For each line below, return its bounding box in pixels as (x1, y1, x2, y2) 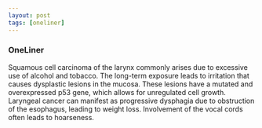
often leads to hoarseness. (8, 112, 94, 122)
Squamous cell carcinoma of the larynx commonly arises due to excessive (8, 62, 249, 71)
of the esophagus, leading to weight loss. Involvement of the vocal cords (8, 104, 243, 114)
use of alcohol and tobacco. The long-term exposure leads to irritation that (8, 71, 249, 80)
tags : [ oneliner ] (8, 19, 65, 27)
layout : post (8, 11, 51, 20)
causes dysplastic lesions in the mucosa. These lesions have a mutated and (8, 79, 253, 89)
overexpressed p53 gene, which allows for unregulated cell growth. (8, 87, 226, 97)
